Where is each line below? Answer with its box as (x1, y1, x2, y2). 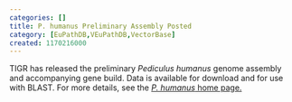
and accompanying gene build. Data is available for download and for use (9, 73, 284, 84)
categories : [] (9, 13, 67, 23)
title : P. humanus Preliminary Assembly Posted (9, 22, 193, 31)
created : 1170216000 (9, 38, 88, 48)
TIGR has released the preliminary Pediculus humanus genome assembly (9, 63, 282, 74)
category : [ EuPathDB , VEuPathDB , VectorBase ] (9, 30, 176, 39)
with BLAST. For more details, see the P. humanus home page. (9, 82, 242, 93)
